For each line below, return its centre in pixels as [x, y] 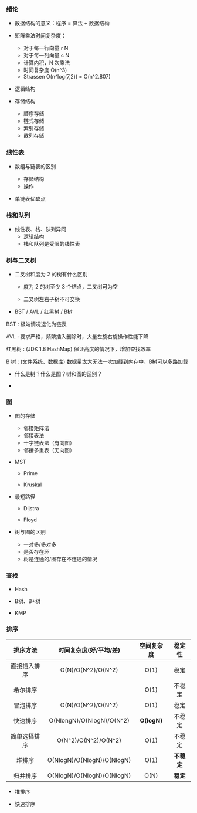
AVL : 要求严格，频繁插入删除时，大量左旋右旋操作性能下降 [77, 337]
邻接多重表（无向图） [49, 450]
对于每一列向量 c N [46, 55]
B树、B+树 [28, 601]
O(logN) [151, 721]
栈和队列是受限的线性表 [52, 243]
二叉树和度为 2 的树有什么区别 [51, 275]
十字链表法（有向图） [49, 443]
